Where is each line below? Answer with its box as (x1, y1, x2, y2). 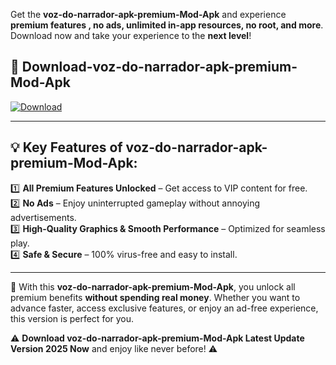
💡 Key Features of (10, 139, 123, 156)
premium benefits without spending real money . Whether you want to (10, 291, 301, 303)
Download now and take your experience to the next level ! (10, 30, 252, 41)
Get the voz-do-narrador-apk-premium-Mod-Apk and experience (10, 9, 287, 20)
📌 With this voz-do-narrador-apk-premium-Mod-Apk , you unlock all (10, 280, 296, 293)
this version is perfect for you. (10, 312, 135, 324)
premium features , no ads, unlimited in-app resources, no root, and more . (10, 19, 324, 31)
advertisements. (10, 211, 77, 223)
